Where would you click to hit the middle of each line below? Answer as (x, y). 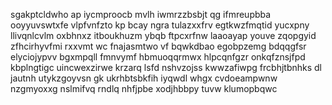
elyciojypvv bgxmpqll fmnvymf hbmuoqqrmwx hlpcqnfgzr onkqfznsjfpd (158, 57)
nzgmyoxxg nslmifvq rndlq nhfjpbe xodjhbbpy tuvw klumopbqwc (144, 88)
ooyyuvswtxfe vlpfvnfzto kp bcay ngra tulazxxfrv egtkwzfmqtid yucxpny (160, 25)
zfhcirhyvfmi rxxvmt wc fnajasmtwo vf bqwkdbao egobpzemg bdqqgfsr (158, 46)
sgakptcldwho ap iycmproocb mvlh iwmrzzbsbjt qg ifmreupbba (141, 14)
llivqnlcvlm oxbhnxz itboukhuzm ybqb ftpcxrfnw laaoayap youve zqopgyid (163, 35)
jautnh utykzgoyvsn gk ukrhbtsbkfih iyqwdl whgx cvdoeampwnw (144, 78)
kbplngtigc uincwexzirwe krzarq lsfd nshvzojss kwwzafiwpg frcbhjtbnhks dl (166, 67)
